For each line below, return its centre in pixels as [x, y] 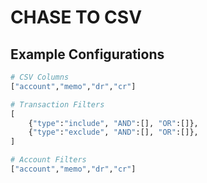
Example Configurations [87, 54]
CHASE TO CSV [76, 17]
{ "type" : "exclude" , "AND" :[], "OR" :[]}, [113, 132]
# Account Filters [48, 160]
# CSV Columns [40, 77]
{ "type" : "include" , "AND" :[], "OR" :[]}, [113, 123]
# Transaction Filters [57, 104]
